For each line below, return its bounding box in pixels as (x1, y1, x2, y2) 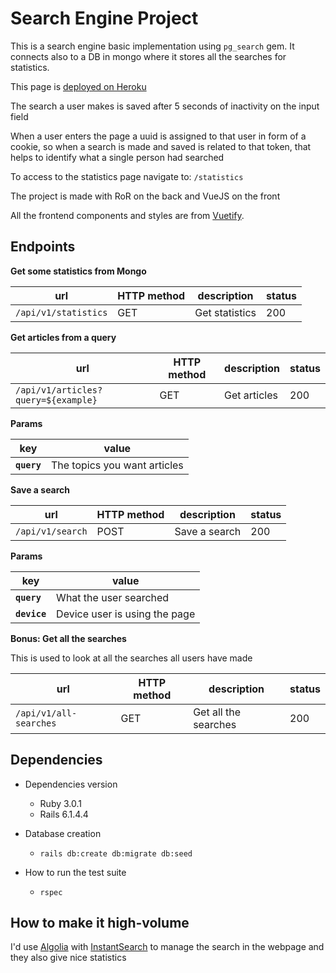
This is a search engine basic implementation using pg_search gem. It (10, 40, 295, 52)
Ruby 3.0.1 (39, 797, 82, 809)
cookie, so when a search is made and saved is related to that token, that (10, 140, 312, 152)
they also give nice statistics (10, 952, 127, 964)
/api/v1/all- (15, 707, 78, 719)
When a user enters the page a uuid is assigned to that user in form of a (10, 130, 307, 142)
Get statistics (194, 305, 257, 319)
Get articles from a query (10, 331, 117, 343)
